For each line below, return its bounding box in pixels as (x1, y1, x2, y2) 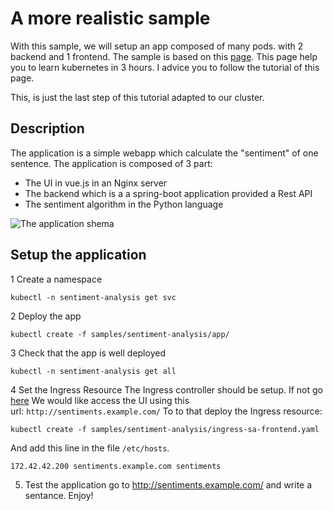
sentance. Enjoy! (24, 489, 94, 501)
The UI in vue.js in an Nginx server (24, 177, 168, 189)
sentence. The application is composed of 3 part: (10, 157, 213, 169)
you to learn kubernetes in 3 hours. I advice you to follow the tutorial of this (10, 61, 320, 73)
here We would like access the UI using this (10, 394, 190, 406)
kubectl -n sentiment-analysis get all (10, 366, 177, 376)
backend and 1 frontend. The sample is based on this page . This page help (10, 50, 318, 62)
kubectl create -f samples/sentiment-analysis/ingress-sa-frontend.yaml (10, 424, 320, 434)
